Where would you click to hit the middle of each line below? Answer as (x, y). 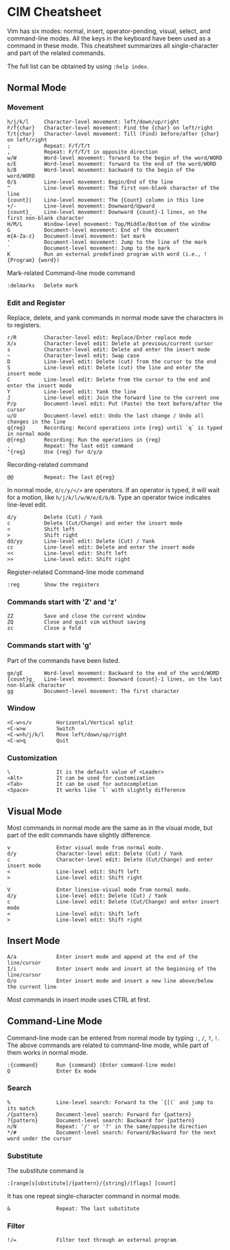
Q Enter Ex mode (52, 1071)
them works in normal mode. (47, 1052)
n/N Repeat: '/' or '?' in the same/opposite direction (107, 1126)
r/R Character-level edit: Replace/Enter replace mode (100, 338)
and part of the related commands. (56, 53)
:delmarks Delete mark (43, 285)
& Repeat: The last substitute (73, 1209)
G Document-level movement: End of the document (93, 230)
